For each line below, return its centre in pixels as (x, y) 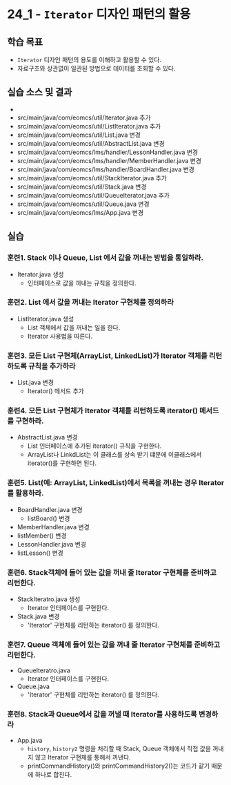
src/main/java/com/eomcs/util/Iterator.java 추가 (84, 117)
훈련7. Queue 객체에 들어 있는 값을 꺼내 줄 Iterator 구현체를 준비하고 (114, 645)
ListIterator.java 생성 (46, 319)
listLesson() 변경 (40, 553)
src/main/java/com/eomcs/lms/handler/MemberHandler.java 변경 (109, 160)
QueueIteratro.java (43, 670)
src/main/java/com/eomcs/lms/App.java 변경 (80, 212)
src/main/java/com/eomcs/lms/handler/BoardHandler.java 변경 (106, 169)
